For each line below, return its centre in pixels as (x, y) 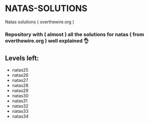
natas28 (20, 85)
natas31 (20, 101)
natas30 (20, 95)
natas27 (20, 80)
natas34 (20, 116)
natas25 (20, 70)
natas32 (20, 106)
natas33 (20, 111)
